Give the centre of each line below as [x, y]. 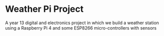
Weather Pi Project [44, 9]
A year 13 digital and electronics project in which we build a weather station [82, 23]
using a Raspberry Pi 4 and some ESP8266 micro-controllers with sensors [81, 28]
